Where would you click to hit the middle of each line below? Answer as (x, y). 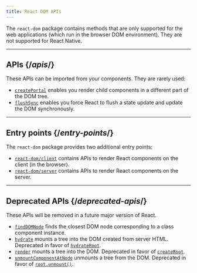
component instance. (40, 233)
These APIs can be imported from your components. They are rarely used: (96, 79)
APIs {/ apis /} (30, 65)
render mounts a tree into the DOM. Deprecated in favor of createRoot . (100, 252)
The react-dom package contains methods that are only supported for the (94, 28)
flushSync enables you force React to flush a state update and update (98, 103)
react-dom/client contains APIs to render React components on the (96, 159)
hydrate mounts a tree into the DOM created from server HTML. (91, 239)
